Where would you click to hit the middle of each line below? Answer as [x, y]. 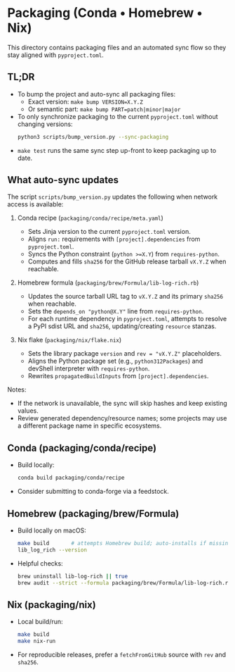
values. [28, 411]
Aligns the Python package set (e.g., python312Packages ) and [115, 361]
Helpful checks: [40, 563]
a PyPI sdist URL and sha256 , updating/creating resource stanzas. [122, 326]
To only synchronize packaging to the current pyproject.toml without [118, 116]
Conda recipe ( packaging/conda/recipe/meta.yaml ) [90, 218]
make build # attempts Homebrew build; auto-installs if [112, 543]
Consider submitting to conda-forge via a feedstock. [93, 492]
